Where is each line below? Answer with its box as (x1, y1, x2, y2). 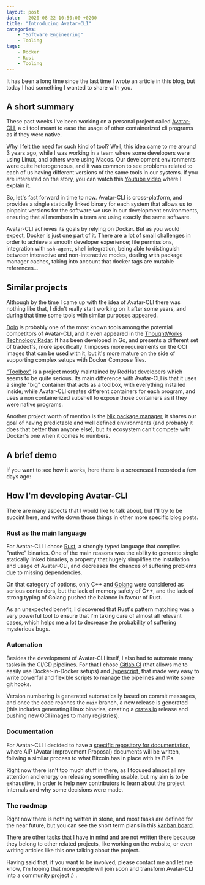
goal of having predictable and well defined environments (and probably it (6, 419, 193, 427)
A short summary (6, 101, 75, 112)
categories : (6, 26, 37, 33)
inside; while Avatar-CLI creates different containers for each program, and (6, 388, 196, 395)
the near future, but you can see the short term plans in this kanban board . (6, 821, 195, 829)
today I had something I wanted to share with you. (6, 84, 133, 91)
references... (6, 265, 39, 272)
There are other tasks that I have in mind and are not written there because (6, 833, 195, 841)
